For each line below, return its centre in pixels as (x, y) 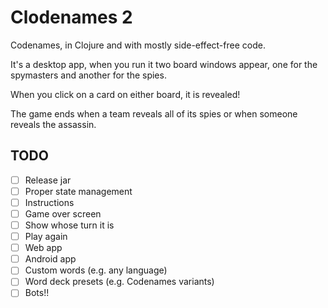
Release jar (48, 180)
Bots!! (37, 293)
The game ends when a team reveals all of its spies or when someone (154, 113)
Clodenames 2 (71, 17)
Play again (46, 237)
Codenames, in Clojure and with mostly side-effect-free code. (138, 45)
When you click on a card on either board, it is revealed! (125, 94)
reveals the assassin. (53, 124)
